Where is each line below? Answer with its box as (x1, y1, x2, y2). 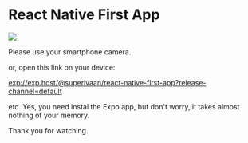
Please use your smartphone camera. (8, 46, 132, 57)
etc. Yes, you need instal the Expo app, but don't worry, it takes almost (8, 101, 240, 111)
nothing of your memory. (8, 110, 90, 120)
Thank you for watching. (8, 125, 89, 135)
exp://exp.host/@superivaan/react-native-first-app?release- (8, 77, 207, 87)
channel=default (8, 86, 62, 96)
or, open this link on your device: (8, 62, 116, 72)
